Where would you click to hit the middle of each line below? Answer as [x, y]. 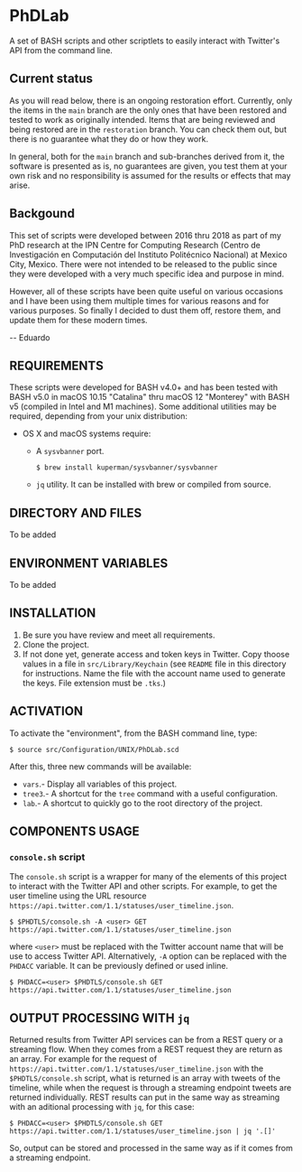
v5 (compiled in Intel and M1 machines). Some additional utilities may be [143, 406]
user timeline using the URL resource [78, 896]
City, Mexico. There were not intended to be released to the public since [143, 264]
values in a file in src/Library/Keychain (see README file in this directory [154, 664]
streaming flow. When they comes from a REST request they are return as [146, 1049]
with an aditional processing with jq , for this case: [102, 1107]
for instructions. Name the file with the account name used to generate [154, 673]
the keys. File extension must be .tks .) [94, 683]
